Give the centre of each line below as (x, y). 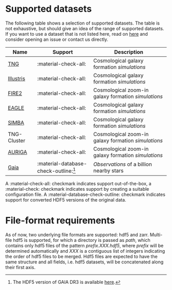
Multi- (156, 235)
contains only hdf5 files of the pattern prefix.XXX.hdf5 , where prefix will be (84, 246)
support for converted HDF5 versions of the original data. (66, 200)
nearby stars (109, 170)
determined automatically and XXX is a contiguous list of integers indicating (85, 251)
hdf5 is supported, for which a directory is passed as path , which (82, 240)
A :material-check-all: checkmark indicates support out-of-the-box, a (79, 184)
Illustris (17, 78)
